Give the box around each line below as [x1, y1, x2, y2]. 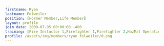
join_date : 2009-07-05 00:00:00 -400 [5, 25, 82, 30]
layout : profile [5, 20, 38, 25]
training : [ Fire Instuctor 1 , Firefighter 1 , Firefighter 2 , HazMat [5, 29, 141, 34]
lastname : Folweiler [5, 11, 47, 16]
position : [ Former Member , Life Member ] [5, 16, 86, 21]
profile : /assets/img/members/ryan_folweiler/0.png [5, 34, 112, 39]
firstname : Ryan [5, 7, 38, 12]
